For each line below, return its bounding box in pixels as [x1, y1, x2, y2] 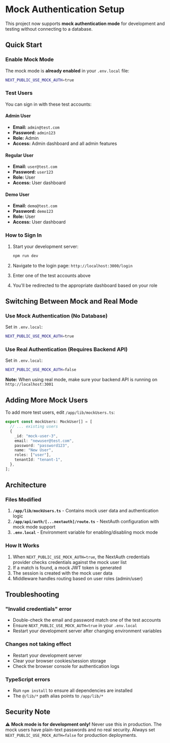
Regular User [5, 152, 34, 158]
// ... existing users [10, 424, 58, 429]
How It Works [5, 542, 40, 549]
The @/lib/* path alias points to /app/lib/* [12, 693, 104, 699]
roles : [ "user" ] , [14, 453, 52, 458]
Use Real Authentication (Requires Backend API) [5, 346, 128, 353]
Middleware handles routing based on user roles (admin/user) [12, 575, 143, 581]
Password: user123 [12, 169, 54, 175]
